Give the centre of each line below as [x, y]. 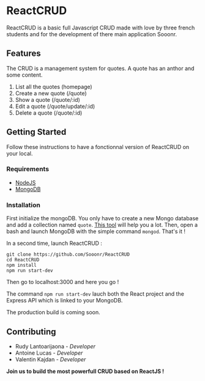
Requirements [28, 169]
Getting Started [36, 132]
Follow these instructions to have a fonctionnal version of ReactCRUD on [98, 147]
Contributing [31, 332]
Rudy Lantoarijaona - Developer [55, 346]
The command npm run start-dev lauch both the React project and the [95, 294]
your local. [20, 153]
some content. [24, 75]
